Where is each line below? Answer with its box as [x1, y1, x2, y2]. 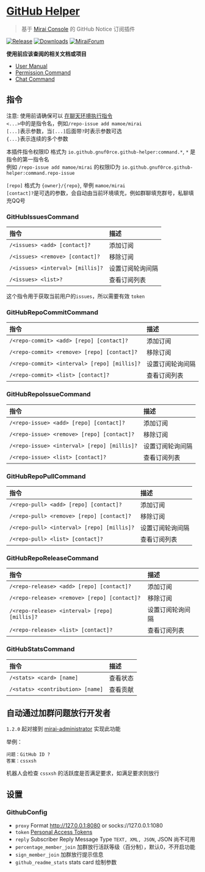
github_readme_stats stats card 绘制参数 [15, 859, 117, 866]
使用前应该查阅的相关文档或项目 [6, 50, 87, 57]
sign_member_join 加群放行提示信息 [15, 851, 104, 859]
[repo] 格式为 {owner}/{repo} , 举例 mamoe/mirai [6, 182, 126, 189]
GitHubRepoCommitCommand [6, 308, 99, 316]
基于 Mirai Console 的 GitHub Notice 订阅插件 [21, 25, 135, 32]
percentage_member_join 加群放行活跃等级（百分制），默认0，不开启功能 [15, 843, 196, 851]
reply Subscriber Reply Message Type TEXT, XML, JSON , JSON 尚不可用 [15, 836, 195, 843]
